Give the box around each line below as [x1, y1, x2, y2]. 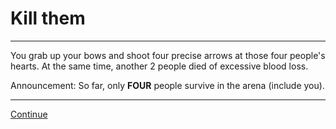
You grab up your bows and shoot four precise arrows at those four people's [10, 49, 326, 61]
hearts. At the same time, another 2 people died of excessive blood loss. [10, 60, 309, 72]
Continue [10, 108, 48, 120]
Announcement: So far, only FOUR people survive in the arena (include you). [10, 79, 325, 91]
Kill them [10, 7, 86, 30]
